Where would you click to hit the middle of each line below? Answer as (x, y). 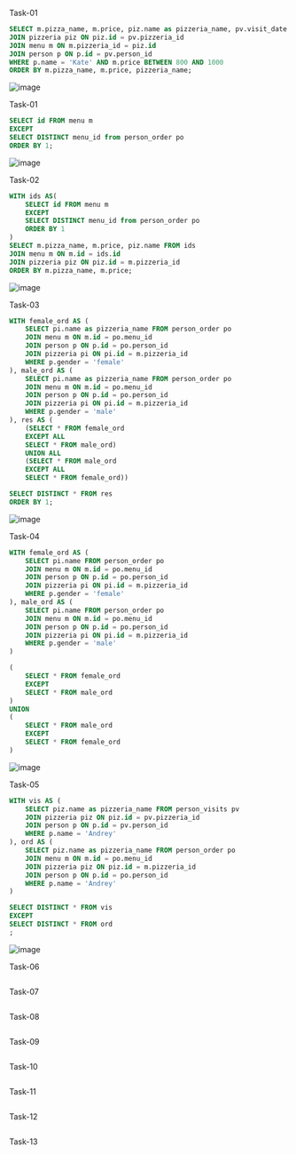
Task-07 (24, 991)
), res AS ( (31, 420)
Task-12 (23, 1116)
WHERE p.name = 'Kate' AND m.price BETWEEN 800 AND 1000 (117, 62)
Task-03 (24, 305)
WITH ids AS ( (33, 196)
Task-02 (24, 179)
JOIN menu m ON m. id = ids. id (65, 254)
